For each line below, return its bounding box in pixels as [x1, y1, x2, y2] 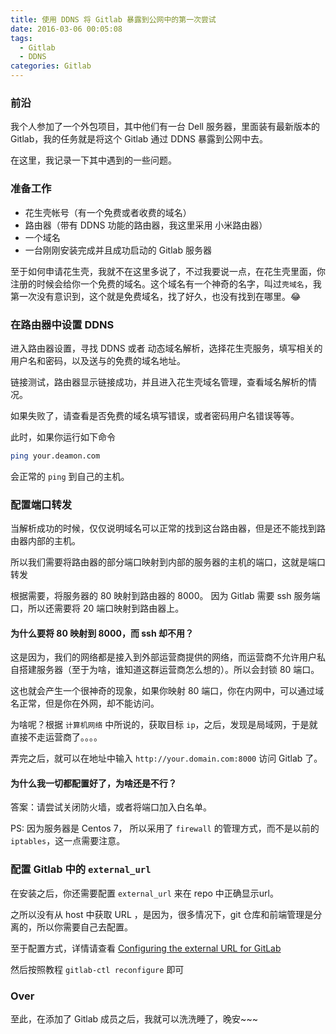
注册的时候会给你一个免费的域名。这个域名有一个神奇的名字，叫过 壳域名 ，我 [10, 277, 322, 290]
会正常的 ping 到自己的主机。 [10, 470, 130, 482]
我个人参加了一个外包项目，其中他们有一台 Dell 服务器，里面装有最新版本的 [10, 121, 320, 133]
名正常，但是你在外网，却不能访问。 [10, 697, 160, 710]
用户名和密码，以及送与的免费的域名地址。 [10, 354, 186, 366]
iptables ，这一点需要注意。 [10, 835, 126, 847]
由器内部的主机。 [10, 535, 81, 547]
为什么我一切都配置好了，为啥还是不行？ [10, 777, 177, 789]
